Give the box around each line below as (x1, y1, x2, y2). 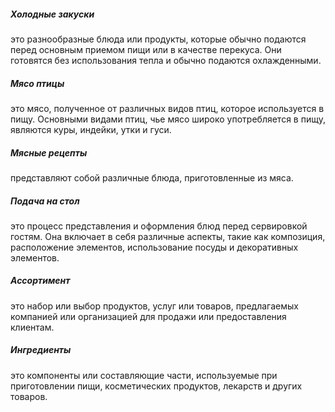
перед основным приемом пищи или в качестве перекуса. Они (10, 43, 282, 55)
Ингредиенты (10, 344, 72, 356)
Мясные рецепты (10, 146, 88, 159)
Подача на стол (10, 195, 80, 207)
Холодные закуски (10, 8, 95, 20)
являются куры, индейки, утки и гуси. (10, 123, 172, 135)
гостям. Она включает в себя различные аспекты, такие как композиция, (10, 230, 326, 242)
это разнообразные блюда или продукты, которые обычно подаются (10, 33, 307, 45)
